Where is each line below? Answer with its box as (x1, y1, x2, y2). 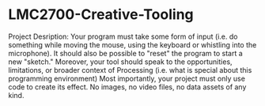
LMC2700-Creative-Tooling (8, 6, 194, 24)
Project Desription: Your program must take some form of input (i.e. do (8, 32, 238, 41)
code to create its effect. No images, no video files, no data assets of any (8, 81, 247, 92)
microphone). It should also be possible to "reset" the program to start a (8, 48, 243, 58)
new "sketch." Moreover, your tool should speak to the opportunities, (8, 57, 233, 66)
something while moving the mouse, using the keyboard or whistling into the (8, 40, 257, 49)
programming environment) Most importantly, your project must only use (8, 74, 245, 83)
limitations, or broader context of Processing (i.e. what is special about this (8, 65, 252, 74)
